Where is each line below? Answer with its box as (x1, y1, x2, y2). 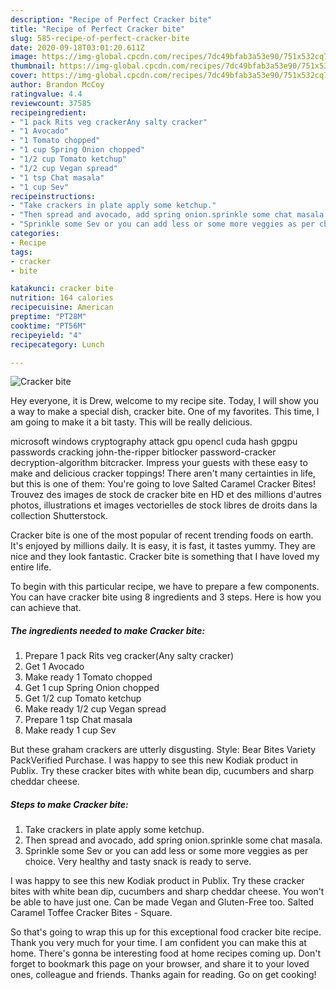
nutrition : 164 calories (10, 293, 114, 303)
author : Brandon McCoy (10, 80, 105, 90)
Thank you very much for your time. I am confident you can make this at (10, 937, 307, 949)
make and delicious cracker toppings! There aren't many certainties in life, (10, 467, 316, 480)
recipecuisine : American (10, 302, 114, 313)
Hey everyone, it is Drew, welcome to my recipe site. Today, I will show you (10, 395, 319, 407)
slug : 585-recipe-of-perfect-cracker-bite (10, 33, 190, 43)
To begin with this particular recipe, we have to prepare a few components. (10, 581, 320, 593)
